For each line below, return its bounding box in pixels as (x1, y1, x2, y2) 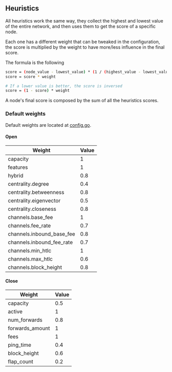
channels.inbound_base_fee (8, 230, 75, 238)
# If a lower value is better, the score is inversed (5, 83, 123, 89)
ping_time (8, 341, 32, 348)
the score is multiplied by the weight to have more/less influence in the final (5, 44, 165, 50)
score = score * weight (5, 74, 56, 79)
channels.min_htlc (8, 247, 52, 254)
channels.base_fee (8, 213, 53, 221)
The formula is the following (5, 59, 64, 66)
